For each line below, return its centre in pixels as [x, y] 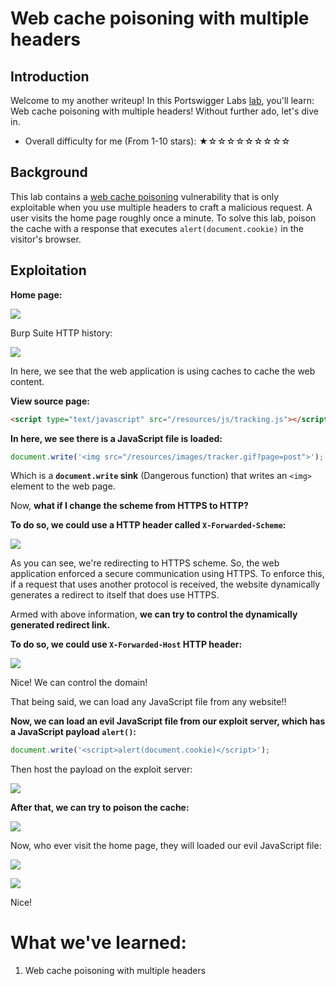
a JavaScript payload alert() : [73, 732]
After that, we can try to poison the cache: [100, 808]
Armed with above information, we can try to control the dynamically [154, 614]
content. [27, 381]
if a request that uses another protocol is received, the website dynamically [165, 584]
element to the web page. [63, 486]
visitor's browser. [46, 239]
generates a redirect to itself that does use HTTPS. [115, 595]
